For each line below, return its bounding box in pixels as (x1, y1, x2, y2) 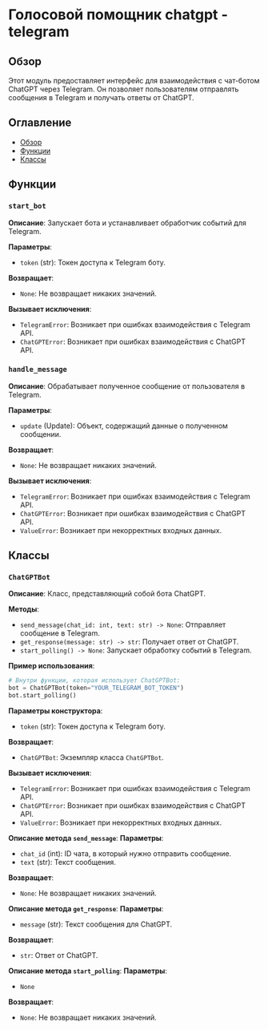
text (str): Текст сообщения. (19, 858, 116, 867)
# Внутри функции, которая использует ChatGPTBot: (8, 677, 181, 685)
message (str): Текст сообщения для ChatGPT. (19, 919, 173, 929)
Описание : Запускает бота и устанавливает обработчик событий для (8, 218, 246, 228)
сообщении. (19, 429, 62, 438)
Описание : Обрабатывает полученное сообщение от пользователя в (8, 381, 246, 390)
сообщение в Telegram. (19, 628, 100, 638)
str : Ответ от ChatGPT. (19, 951, 98, 960)
